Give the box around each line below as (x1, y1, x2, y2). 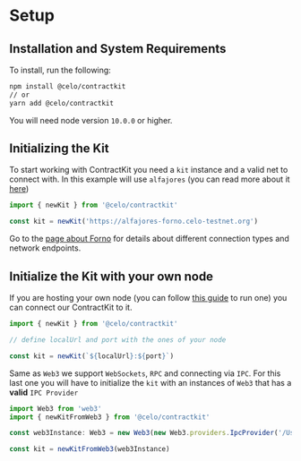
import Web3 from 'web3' (9, 404, 102, 413)
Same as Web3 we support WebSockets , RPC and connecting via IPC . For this (9, 368, 281, 379)
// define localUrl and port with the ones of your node (9, 335, 227, 345)
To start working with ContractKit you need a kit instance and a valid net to (9, 165, 288, 175)
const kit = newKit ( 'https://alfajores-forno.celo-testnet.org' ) (9, 217, 258, 226)
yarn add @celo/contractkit (9, 98, 115, 107)
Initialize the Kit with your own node (9, 269, 213, 284)
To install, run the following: (9, 64, 112, 75)
